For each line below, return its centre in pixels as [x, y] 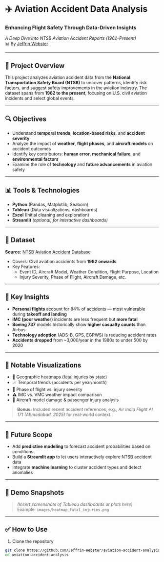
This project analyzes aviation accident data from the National [68, 77]
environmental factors [35, 159]
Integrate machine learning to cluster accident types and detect [77, 467]
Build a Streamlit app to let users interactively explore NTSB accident [82, 457]
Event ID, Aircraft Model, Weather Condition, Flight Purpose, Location [89, 271]
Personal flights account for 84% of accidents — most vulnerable [79, 309]
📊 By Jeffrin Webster [27, 44]
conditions [23, 452]
